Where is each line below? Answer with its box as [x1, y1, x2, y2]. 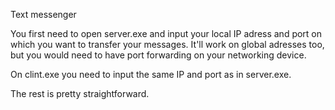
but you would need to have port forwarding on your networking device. [10, 49, 307, 61]
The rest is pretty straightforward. [10, 88, 150, 99]
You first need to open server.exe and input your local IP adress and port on [10, 28, 323, 39]
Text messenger [10, 9, 77, 20]
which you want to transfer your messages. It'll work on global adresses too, [10, 39, 325, 50]
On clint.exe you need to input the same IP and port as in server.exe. [10, 69, 292, 80]
